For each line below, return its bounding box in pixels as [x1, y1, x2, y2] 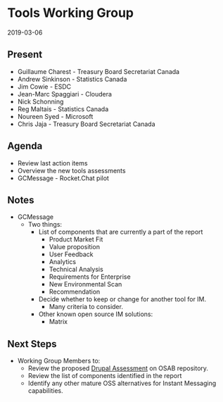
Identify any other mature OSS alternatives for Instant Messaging [27, 379, 217, 388]
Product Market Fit [49, 235, 103, 244]
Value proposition [49, 243, 101, 251]
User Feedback [49, 250, 94, 258]
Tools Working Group [7, 5, 134, 21]
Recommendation [49, 287, 101, 296]
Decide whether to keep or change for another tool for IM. [38, 295, 207, 303]
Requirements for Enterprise [49, 272, 132, 281]
